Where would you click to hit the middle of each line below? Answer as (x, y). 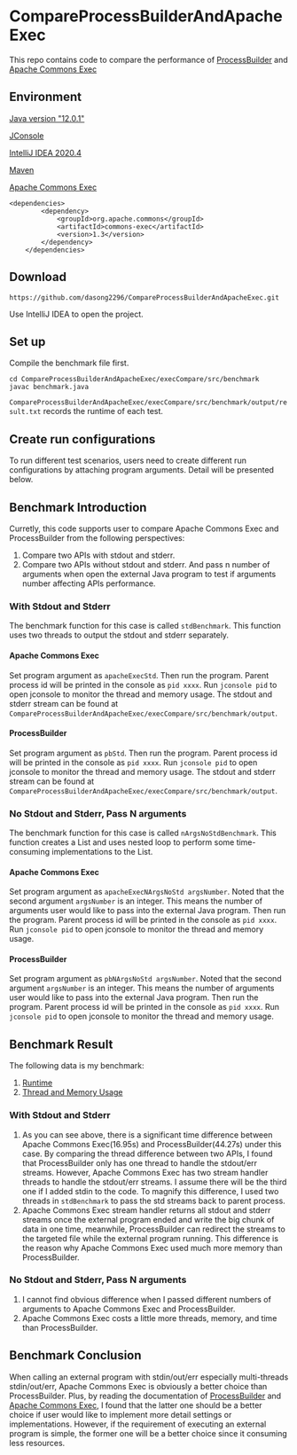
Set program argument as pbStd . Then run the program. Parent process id (143, 753)
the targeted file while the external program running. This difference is (150, 1238)
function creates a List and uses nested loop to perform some (122, 842)
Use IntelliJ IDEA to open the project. (76, 314)
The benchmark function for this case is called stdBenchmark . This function (145, 626)
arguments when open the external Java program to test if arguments (149, 574)
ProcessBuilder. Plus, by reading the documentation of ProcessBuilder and (145, 1396)
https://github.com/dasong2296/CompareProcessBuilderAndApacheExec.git (144, 297)
